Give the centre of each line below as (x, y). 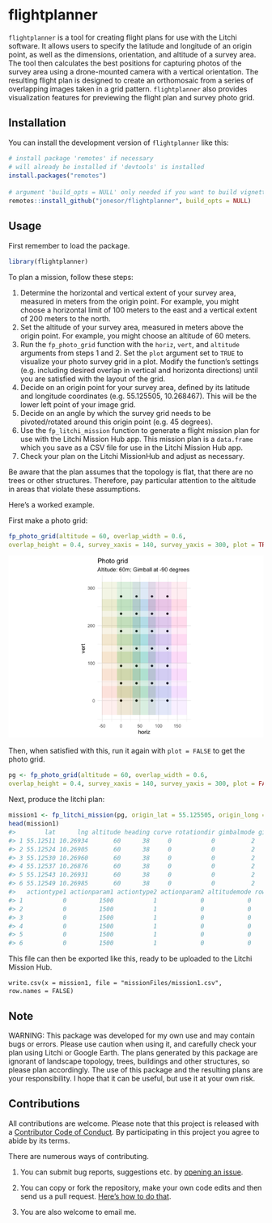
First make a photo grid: (48, 520)
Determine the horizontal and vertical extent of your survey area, (128, 292)
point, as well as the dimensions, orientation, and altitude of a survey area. (132, 54)
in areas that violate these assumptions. (74, 489)
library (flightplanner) (49, 261)
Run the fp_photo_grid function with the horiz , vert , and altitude (130, 344)
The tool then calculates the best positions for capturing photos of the (125, 63)
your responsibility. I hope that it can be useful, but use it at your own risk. (132, 1079)
